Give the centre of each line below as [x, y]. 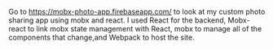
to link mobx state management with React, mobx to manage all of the [145, 29]
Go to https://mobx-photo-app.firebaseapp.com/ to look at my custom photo [137, 12]
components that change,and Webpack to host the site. [101, 37]
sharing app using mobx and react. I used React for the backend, [117, 20]
